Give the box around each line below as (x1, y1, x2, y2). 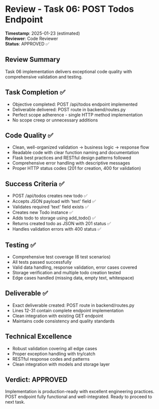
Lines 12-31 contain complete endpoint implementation (12, 307, 124, 313)
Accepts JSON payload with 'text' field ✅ (12, 199, 96, 204)
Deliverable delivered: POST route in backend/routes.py (12, 106, 126, 112)
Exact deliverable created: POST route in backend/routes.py (12, 302, 135, 308)
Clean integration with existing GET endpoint (12, 313, 104, 319)
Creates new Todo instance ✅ (12, 209, 73, 215)
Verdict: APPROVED (5, 375, 68, 384)
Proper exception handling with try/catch (12, 351, 95, 357)
